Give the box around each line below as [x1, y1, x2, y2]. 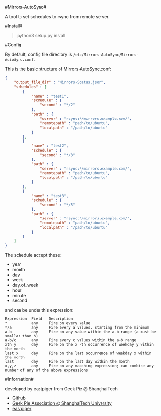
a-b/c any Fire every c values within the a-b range [5, 338, 137, 343]
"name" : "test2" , [31, 143, 69, 148]
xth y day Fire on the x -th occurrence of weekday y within [5, 342, 154, 347]
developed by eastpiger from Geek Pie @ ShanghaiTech [5, 386, 118, 392]
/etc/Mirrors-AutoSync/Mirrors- [73, 52, 139, 57]
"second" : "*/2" [40, 102, 76, 108]
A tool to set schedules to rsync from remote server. [5, 14, 110, 19]
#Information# [5, 376, 34, 382]
